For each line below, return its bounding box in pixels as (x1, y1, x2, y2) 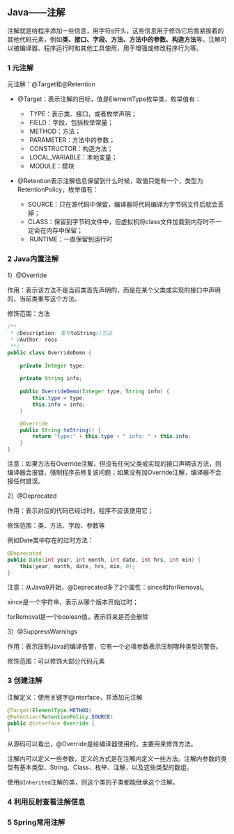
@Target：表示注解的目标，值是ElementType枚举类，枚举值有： (17, 95, 202, 103)
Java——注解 (7, 6, 65, 19)
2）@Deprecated (7, 491, 57, 500)
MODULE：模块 (29, 162, 75, 171)
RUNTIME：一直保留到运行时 (29, 235, 113, 244)
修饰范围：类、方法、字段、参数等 (7, 521, 105, 530)
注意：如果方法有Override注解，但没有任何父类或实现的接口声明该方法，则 (7, 459, 221, 468)
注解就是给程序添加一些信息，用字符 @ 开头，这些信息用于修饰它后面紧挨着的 (7, 26, 224, 35)
